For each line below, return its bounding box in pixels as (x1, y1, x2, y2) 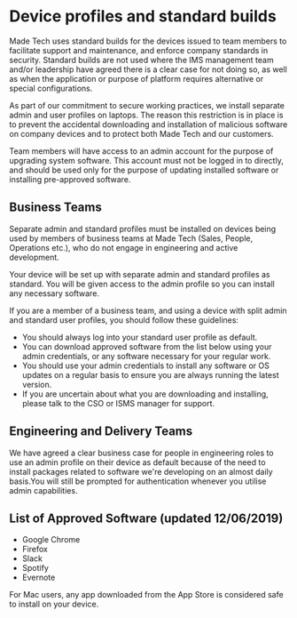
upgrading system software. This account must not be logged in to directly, (9, 155, 284, 165)
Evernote (21, 572, 56, 583)
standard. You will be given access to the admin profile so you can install (9, 278, 275, 289)
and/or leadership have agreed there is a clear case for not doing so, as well (9, 64, 288, 75)
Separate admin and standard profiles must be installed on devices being (9, 223, 277, 234)
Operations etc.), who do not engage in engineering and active (9, 242, 238, 253)
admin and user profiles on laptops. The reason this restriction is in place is (9, 109, 284, 120)
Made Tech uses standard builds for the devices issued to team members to (9, 36, 287, 46)
